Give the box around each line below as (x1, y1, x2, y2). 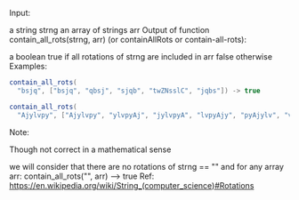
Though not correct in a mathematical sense (9, 144, 172, 155)
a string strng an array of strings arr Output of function (9, 25, 210, 35)
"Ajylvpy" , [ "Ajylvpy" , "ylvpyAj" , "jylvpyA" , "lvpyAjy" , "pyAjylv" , (17, 110, 281, 119)
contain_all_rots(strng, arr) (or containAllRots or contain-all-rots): (9, 35, 247, 44)
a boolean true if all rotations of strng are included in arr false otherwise (9, 52, 273, 61)
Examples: (9, 61, 47, 71)
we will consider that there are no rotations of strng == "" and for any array (9, 161, 285, 172)
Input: (9, 8, 31, 18)
